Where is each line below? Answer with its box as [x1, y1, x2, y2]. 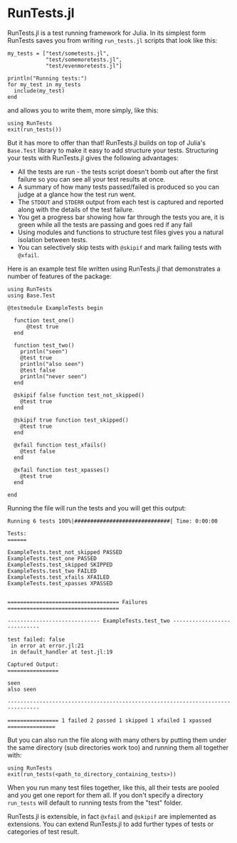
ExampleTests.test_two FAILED [7, 567, 98, 575]
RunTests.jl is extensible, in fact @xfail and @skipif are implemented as [7, 812, 217, 820]
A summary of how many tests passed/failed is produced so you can [17, 182, 219, 191]
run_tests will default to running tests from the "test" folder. [7, 798, 183, 807]
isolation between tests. [17, 235, 88, 244]
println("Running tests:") [7, 75, 88, 82]
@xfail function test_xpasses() [14, 466, 110, 473]
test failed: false [7, 636, 65, 643]
